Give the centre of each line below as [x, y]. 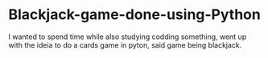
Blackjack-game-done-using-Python [135, 15]
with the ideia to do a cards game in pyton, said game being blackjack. [125, 44]
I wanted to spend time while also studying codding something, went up [128, 37]
